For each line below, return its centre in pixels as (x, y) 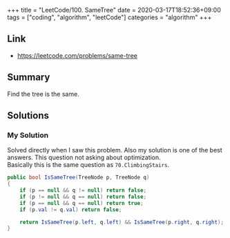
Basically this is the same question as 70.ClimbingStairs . (88, 165)
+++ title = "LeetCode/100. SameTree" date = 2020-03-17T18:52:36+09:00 (114, 10)
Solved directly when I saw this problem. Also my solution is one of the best (115, 150)
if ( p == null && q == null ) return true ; (82, 203)
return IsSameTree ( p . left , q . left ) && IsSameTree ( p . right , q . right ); (122, 222)
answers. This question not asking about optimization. (84, 157)
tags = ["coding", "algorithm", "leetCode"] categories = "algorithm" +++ (109, 17)
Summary (29, 78)
